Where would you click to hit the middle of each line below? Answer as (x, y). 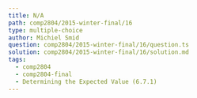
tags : (17, 60)
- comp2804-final (44, 74)
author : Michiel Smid (44, 38)
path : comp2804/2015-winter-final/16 (70, 23)
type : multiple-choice (45, 30)
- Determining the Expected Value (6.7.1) (86, 81)
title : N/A (26, 15)
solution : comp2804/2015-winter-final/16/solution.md (99, 52)
